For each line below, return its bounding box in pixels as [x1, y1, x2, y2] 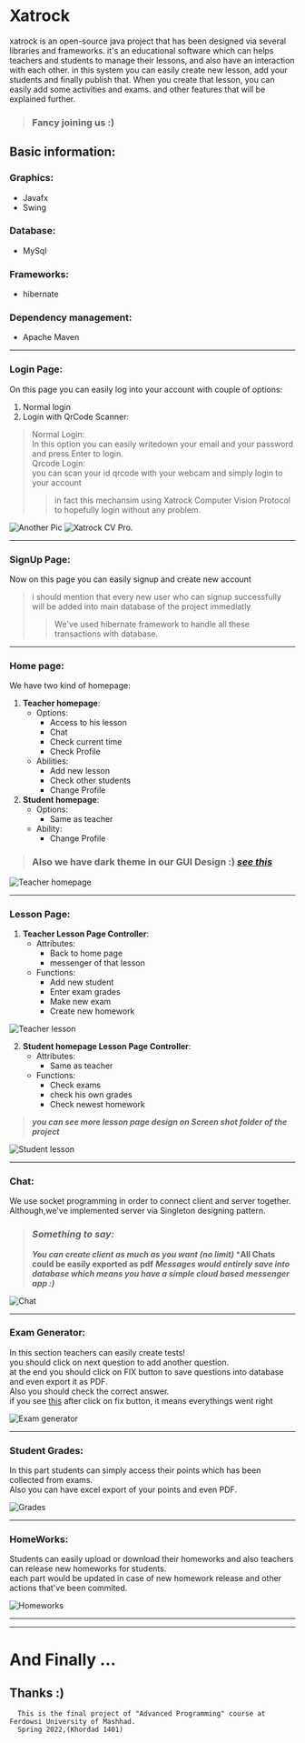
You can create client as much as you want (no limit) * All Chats [31, 1248, 276, 1259]
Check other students [49, 775, 132, 786]
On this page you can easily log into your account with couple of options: [9, 384, 283, 395]
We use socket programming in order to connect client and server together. [9, 1196, 291, 1207]
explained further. [9, 93, 76, 105]
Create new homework [49, 1006, 135, 1017]
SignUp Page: [9, 553, 71, 566]
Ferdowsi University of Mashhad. [9, 1718, 136, 1727]
